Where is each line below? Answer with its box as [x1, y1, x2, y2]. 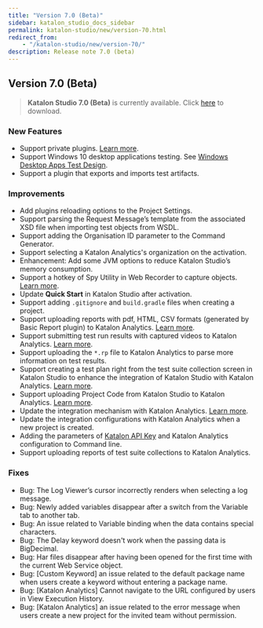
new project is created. [19, 423, 94, 433]
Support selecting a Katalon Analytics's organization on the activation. [19, 248, 247, 257]
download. [27, 106, 62, 115]
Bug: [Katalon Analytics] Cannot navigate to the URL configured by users [19, 586, 256, 595]
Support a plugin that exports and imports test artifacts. [19, 169, 199, 178]
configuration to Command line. [19, 440, 122, 449]
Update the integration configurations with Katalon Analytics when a [19, 414, 241, 424]
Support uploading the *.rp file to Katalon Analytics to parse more [19, 348, 234, 357]
